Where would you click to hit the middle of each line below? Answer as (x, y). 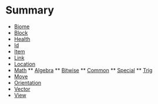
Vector (22, 89)
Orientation (28, 82)
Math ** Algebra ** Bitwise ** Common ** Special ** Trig (83, 70)
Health (22, 39)
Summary (30, 10)
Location (25, 64)
